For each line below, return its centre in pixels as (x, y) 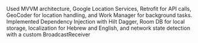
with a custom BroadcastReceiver (48, 35)
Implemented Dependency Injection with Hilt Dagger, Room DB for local (96, 21)
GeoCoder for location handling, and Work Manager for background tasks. (99, 15)
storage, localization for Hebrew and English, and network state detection (98, 28)
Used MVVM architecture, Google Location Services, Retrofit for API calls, (99, 9)
